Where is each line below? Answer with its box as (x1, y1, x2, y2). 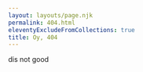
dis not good (8, 55, 49, 64)
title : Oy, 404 (8, 33, 58, 41)
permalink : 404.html (8, 19, 76, 27)
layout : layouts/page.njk (8, 11, 93, 20)
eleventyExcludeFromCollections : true (8, 26, 135, 34)
